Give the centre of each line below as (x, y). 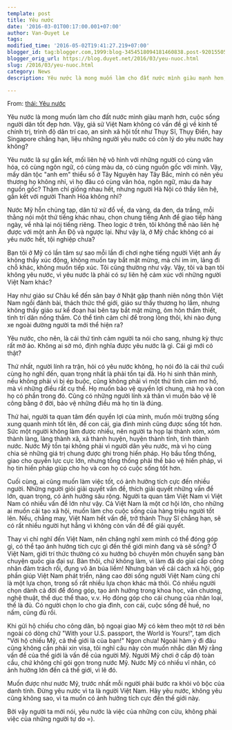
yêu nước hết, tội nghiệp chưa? (51, 239)
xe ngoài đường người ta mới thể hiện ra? (65, 325)
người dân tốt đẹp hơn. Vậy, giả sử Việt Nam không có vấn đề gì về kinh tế (112, 125)
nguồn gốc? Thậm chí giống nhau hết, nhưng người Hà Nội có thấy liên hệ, (113, 189)
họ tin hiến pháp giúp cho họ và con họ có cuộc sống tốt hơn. (95, 468)
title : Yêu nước (30, 20)
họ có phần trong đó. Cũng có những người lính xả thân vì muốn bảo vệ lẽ (112, 396)
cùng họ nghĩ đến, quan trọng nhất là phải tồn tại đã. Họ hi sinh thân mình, (113, 374)
